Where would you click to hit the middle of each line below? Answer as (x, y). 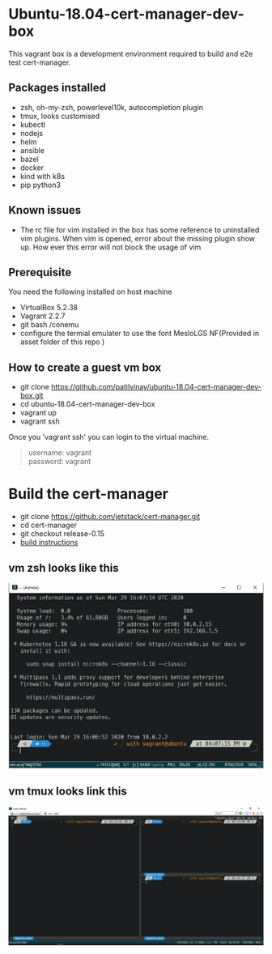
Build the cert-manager (88, 494)
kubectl (33, 124)
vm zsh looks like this (64, 568)
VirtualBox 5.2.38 (49, 308)
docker (32, 168)
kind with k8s (42, 176)
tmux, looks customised (60, 116)
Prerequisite (40, 272)
